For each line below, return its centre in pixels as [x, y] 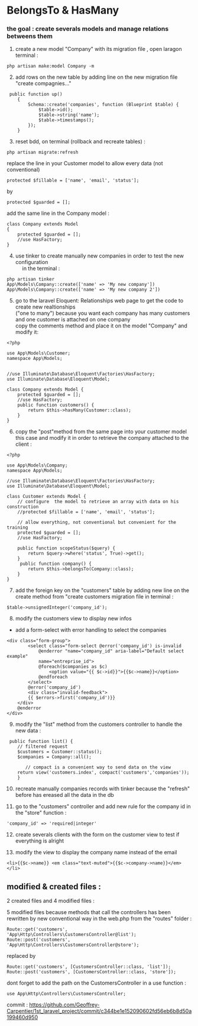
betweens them [30, 36]
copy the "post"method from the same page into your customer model [101, 432]
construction [23, 507]
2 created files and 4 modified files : [51, 901]
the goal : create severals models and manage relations [88, 29]
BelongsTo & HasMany [63, 10]
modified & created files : [54, 887]
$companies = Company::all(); [55, 757]
